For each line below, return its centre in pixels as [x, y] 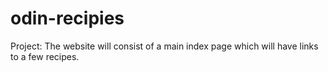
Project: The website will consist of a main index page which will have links [164, 46]
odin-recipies [67, 18]
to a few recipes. [45, 56]
